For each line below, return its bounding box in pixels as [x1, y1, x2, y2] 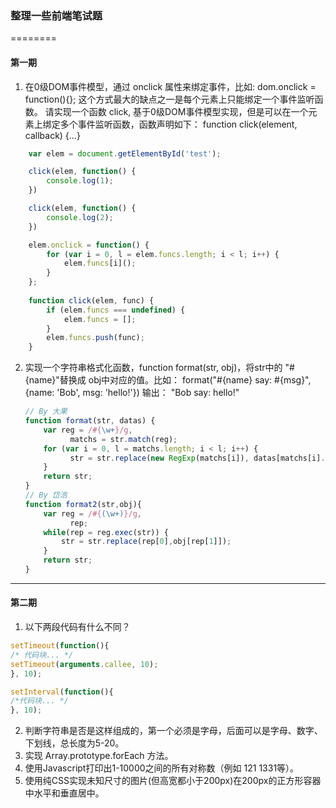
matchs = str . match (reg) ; [69, 434, 178, 444]
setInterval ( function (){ [10, 687, 114, 697]
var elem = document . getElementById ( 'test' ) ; [28, 148, 222, 159]
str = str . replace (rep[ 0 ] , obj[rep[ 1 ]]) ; [61, 537, 232, 547]
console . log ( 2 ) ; [46, 212, 114, 222]
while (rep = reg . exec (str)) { [43, 527, 169, 537]
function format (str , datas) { [24, 416, 156, 426]
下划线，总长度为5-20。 [24, 737, 125, 749]
